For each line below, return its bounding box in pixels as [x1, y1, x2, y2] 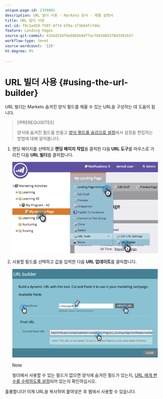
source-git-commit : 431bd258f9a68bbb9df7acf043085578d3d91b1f [5, 33, 133, 38]
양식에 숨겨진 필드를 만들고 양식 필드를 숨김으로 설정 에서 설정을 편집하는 [16, 130, 153, 136]
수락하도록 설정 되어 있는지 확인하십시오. [21, 378, 97, 384]
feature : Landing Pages [5, 28, 53, 33]
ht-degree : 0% [5, 48, 34, 53]
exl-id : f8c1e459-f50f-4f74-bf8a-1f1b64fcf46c [5, 23, 101, 28]
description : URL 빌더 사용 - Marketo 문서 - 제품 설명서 [5, 13, 114, 18]
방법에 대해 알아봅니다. [16, 136, 60, 141]
